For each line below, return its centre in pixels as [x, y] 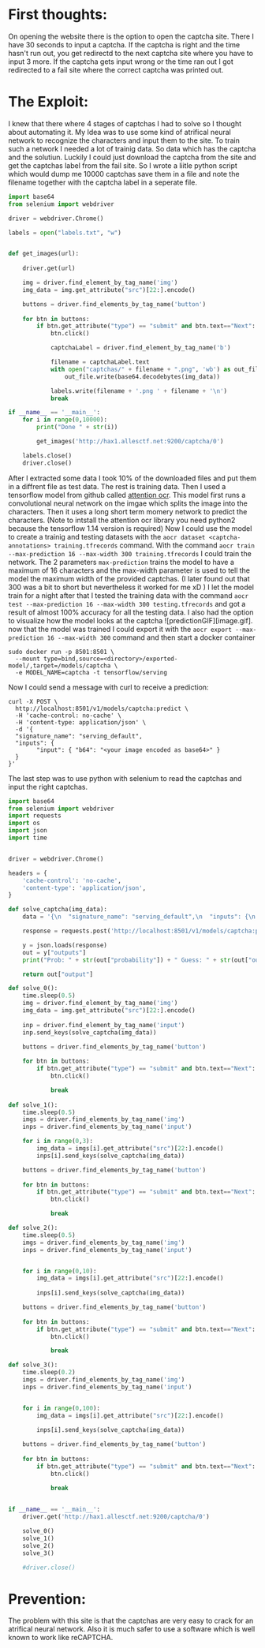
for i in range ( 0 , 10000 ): [65, 420]
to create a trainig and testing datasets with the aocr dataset [107, 536]
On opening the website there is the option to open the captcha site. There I [131, 36]
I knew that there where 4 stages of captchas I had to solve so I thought [125, 123]
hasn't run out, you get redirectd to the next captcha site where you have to [131, 53]
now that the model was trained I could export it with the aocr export [120, 629]
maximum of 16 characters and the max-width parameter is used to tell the [129, 570]
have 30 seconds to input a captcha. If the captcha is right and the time [124, 44]
